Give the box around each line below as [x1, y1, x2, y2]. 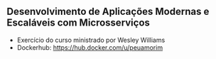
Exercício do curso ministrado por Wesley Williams [16, 36, 166, 44]
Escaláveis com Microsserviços [6, 17, 151, 29]
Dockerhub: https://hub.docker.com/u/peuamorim [16, 43, 163, 52]
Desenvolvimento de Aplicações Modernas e [6, 6, 210, 18]
